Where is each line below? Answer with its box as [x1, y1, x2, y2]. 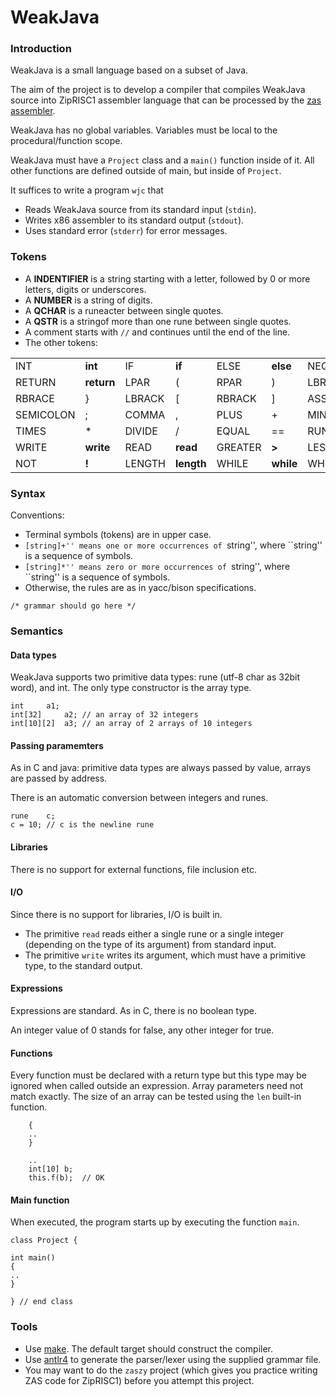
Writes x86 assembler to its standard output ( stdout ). [24, 214, 245, 226]
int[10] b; [28, 1164, 74, 1175]
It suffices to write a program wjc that [10, 184, 164, 196]
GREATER [216, 440, 262, 454]
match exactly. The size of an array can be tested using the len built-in [10, 1091, 302, 1103]
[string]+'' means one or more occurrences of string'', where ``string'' [24, 539, 323, 551]
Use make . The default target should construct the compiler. [24, 1342, 274, 1355]
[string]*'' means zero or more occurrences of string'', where [24, 561, 291, 573]
